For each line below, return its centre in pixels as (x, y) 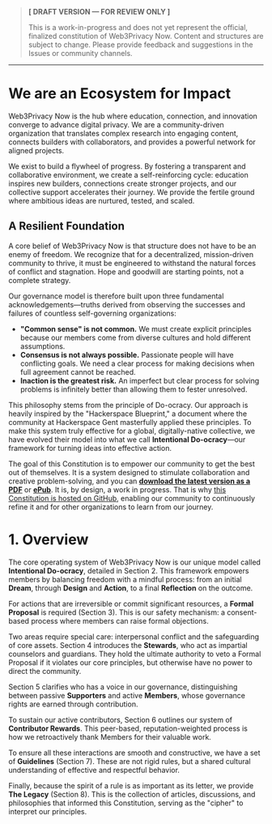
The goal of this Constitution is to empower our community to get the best (132, 463)
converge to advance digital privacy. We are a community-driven (116, 124)
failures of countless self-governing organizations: (92, 313)
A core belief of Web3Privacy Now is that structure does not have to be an (132, 246)
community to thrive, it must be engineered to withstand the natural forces (132, 263)
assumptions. (42, 346)
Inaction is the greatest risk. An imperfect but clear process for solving (140, 380)
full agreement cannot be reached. (78, 371)
